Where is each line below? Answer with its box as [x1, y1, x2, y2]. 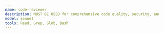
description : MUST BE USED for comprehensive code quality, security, [5, 12, 152, 16]
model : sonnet [5, 16, 34, 21]
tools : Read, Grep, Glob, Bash [5, 20, 69, 26]
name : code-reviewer [5, 7, 47, 12]
